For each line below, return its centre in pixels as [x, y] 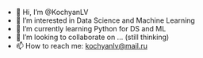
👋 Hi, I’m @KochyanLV [52, 12]
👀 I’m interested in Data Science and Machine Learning [105, 20]
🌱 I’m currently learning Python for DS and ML [91, 29]
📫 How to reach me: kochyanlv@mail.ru [82, 46]
